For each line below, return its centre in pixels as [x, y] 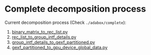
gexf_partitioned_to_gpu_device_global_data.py [60, 47]
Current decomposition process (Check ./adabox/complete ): [65, 22]
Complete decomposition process [75, 9]
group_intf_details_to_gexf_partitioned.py [53, 42]
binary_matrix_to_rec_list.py [40, 32]
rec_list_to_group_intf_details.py [44, 37]
